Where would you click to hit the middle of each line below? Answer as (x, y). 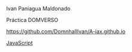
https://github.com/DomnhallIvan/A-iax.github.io (66, 31)
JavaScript (19, 43)
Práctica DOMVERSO (32, 20)
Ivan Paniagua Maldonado (38, 9)
